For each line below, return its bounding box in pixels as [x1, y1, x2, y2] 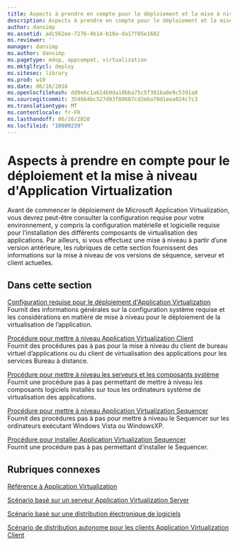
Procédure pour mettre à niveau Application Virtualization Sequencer [7, 407, 209, 415]
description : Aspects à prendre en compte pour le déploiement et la [7, 17, 217, 24]
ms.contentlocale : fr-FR [7, 109, 81, 116]
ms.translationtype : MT [7, 103, 78, 110]
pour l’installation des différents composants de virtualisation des [7, 228, 198, 237]
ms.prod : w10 [7, 76, 46, 83]
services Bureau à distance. [7, 356, 89, 365]
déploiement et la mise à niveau [7, 168, 198, 184]
